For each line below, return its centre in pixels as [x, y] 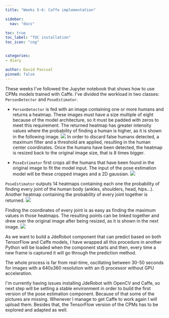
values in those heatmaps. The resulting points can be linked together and [82, 216]
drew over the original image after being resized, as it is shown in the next [82, 221]
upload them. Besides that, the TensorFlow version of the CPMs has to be [82, 304]
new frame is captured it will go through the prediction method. [71, 252]
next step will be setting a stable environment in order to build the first [78, 288]
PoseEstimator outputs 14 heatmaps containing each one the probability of [82, 183]
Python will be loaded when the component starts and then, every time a [81, 247]
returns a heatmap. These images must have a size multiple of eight [83, 115]
